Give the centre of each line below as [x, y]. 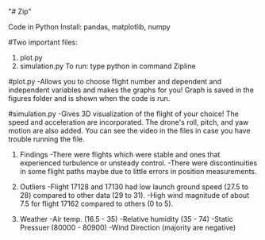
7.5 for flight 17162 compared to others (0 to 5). [96, 203]
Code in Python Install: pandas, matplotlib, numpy [89, 27]
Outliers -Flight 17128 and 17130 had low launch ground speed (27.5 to [134, 187]
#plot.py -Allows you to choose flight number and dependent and [115, 81]
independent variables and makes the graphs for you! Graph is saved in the [131, 90]
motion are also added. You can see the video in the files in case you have [130, 131]
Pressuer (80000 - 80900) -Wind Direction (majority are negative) [128, 227]
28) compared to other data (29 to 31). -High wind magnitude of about [134, 195]
